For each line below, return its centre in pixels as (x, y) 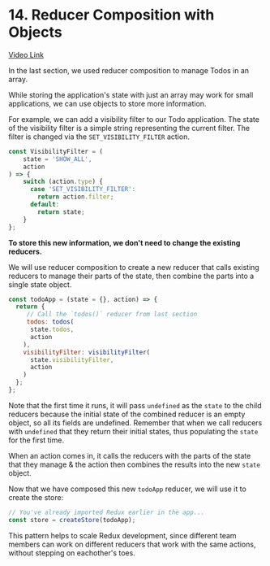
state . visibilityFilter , (72, 359)
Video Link (26, 54)
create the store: (36, 497)
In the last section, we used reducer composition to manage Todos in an (129, 70)
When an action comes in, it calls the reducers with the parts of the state (130, 455)
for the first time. (36, 440)
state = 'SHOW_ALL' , (58, 159)
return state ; (61, 212)
